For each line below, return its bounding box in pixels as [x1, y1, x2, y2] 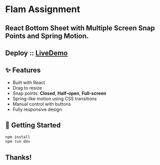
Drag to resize [12, 85, 42, 91]
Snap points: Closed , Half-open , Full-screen [12, 90, 106, 96]
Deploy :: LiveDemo [5, 49, 68, 57]
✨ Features [5, 66, 41, 74]
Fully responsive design [12, 106, 62, 112]
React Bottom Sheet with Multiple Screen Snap [5, 24, 155, 32]
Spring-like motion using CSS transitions [12, 95, 97, 102]
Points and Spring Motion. [5, 31, 89, 40]
